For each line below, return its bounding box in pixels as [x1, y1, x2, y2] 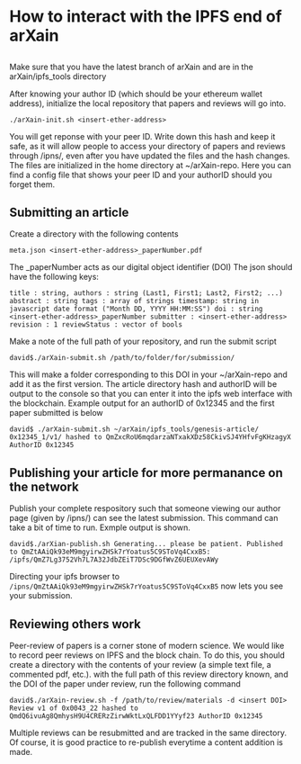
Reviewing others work [9, 616, 142, 632]
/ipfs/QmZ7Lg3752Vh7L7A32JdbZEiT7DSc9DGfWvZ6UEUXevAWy [9, 555, 219, 564]
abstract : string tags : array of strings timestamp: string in [9, 297, 259, 306]
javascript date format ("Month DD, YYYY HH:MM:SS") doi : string [9, 304, 263, 314]
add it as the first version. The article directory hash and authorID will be [9, 379, 278, 390]
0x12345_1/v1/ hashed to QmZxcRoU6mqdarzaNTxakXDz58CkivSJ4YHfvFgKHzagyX [9, 433, 292, 442]
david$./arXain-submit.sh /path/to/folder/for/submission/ [9, 354, 235, 363]
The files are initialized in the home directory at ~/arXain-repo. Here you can [9, 159, 292, 170]
